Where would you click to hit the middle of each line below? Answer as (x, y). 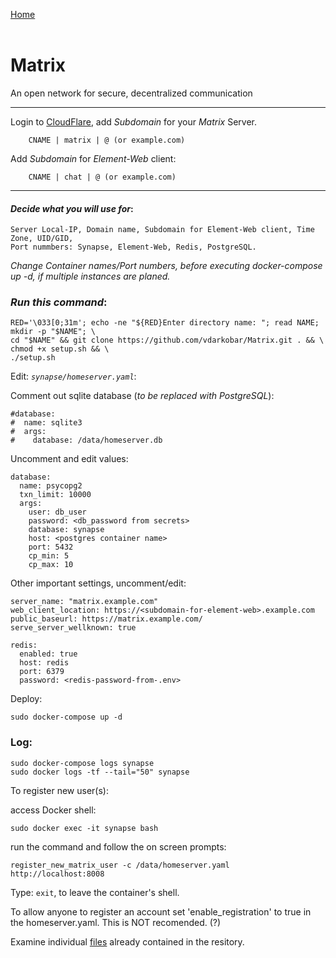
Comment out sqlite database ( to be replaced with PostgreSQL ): (142, 396)
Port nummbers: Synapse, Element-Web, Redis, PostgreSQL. (133, 247)
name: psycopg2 (51, 486)
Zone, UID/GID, (42, 239)
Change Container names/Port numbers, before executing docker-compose (166, 266)
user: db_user (57, 512)
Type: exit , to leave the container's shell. (95, 892)
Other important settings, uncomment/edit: (98, 583)
